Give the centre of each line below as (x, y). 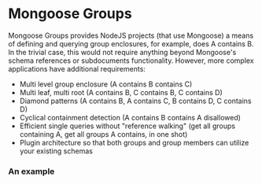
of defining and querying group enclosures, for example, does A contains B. (131, 43)
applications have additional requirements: (77, 68)
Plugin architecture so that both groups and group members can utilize (134, 142)
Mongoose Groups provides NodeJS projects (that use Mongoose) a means (131, 35)
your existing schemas (56, 151)
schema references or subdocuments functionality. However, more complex (131, 61)
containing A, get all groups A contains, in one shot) (103, 134)
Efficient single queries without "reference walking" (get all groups (127, 126)
